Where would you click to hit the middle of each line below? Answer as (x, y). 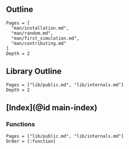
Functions (20, 124)
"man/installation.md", (40, 28)
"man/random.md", (32, 33)
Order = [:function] (31, 141)
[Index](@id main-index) (52, 108)
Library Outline (34, 71)
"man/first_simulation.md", (46, 38)
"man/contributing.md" (39, 43)
